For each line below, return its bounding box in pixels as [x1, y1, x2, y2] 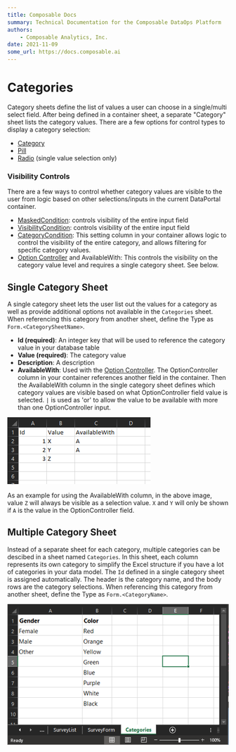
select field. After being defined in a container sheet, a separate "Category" [7, 110, 226, 119]
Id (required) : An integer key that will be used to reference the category [17, 336, 225, 345]
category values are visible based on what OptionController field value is [17, 388, 228, 397]
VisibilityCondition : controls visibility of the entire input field [17, 224, 190, 232]
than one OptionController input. [17, 403, 111, 412]
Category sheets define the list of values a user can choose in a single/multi [7, 103, 227, 111]
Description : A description [17, 359, 95, 367]
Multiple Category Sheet [7, 526, 117, 538]
